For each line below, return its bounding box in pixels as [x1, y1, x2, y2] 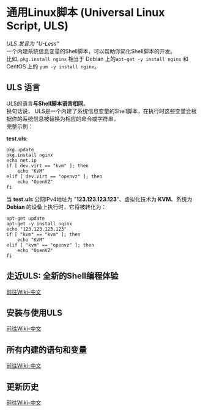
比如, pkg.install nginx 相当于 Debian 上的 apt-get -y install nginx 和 [6, 55, 188, 62]
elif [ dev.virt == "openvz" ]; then [6, 173, 103, 179]
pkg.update [6, 146, 34, 153]
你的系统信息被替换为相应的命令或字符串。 [11, 115, 119, 122]
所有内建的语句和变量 [6, 344, 87, 355]
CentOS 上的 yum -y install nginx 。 [6, 62, 100, 70]
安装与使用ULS [6, 308, 62, 318]
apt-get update [6, 215, 45, 222]
